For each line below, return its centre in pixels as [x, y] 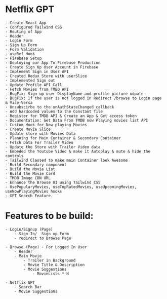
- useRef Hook [20, 54]
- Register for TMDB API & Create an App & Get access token [71, 116]
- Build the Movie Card [30, 173]
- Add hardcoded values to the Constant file [54, 111]
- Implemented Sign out [30, 80]
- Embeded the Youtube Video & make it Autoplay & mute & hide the [78, 151]
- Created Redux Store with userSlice [46, 76]
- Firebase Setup [24, 58]
